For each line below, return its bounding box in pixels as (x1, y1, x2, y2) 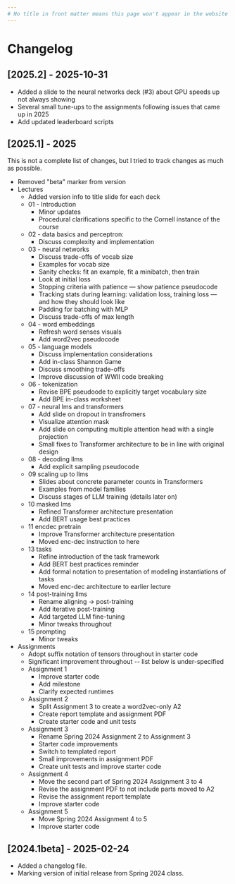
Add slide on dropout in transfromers (38, 410, 146, 418)
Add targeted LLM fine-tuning (38, 612, 125, 621)
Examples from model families (38, 485, 127, 494)
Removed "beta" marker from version (17, 178, 127, 186)
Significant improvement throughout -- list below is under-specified (27, 658, 224, 666)
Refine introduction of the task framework (38, 552, 160, 561)
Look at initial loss (38, 275, 91, 284)
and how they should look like (38, 298, 125, 306)
